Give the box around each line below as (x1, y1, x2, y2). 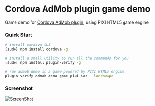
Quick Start (5, 31, 32, 38)
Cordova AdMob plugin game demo (5, 3, 151, 15)
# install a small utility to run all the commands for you (5, 56, 129, 61)
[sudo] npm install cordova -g (5, 47, 68, 52)
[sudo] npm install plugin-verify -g (5, 60, 81, 65)
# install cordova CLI (5, 43, 51, 47)
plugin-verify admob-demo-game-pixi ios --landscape (5, 74, 114, 78)
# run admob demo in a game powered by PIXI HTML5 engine (5, 69, 124, 74)
